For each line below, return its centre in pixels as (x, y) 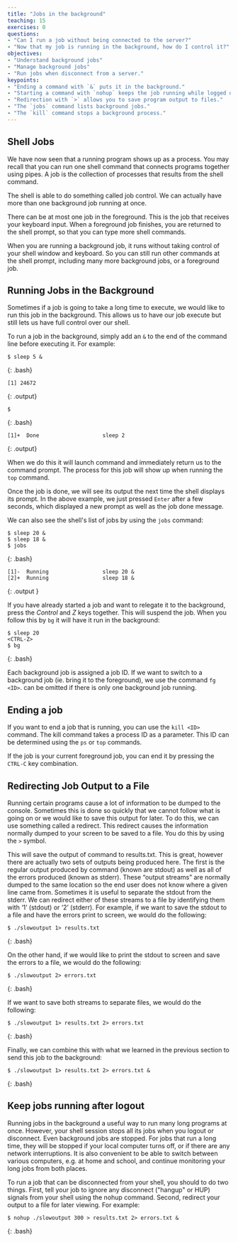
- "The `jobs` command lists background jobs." (79, 107)
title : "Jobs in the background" (57, 14)
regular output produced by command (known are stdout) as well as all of (114, 870)
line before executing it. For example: (61, 344)
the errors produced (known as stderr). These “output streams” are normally (119, 877)
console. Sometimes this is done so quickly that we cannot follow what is (114, 810)
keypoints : (23, 80)
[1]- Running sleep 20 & (71, 572)
